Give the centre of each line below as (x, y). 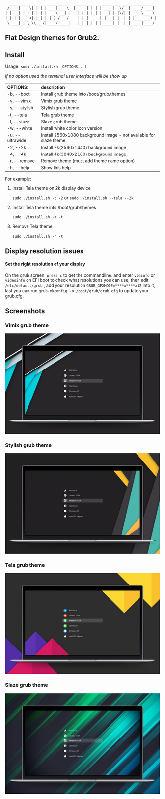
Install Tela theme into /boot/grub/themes (54, 207)
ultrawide (17, 140)
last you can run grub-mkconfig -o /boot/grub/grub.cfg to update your (77, 290)
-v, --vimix (19, 101)
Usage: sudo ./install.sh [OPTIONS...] (46, 66)
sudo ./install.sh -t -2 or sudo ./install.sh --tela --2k (73, 198)
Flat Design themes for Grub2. (52, 38)
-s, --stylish (20, 108)
